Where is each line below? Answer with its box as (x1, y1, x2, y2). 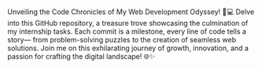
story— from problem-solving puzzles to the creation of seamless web (7, 35, 237, 44)
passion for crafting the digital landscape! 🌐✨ (7, 52, 155, 61)
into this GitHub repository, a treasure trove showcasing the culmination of (7, 19, 249, 27)
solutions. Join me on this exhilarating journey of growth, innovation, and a (7, 43, 249, 53)
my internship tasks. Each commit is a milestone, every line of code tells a (7, 27, 247, 36)
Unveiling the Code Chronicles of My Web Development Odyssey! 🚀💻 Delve (7, 7, 255, 16)
